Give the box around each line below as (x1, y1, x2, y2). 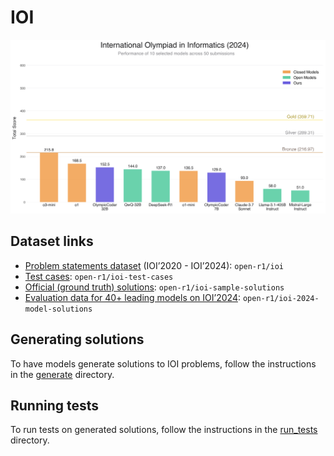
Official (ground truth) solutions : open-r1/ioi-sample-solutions (24, 281, 285, 293)
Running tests (10, 397, 100, 415)
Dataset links (10, 233, 94, 250)
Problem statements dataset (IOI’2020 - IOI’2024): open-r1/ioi (24, 259, 284, 271)
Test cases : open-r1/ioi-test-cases (24, 270, 174, 282)
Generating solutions (10, 331, 145, 348)
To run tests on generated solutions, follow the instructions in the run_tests (10, 424, 318, 436)
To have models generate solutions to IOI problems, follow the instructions (10, 357, 317, 370)
